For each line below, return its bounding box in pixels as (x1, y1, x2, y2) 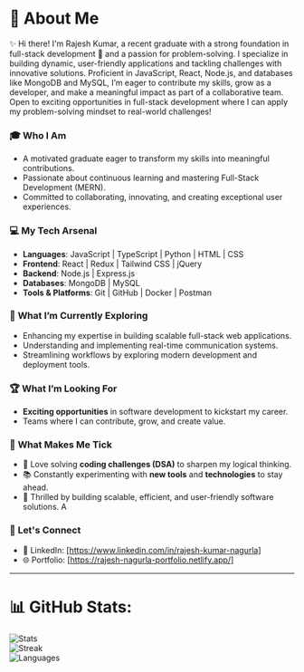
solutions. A (22, 502, 67, 513)
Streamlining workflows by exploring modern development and (22, 349, 258, 360)
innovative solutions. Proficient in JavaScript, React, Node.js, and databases (9, 67, 293, 78)
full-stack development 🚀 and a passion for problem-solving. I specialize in (9, 48, 289, 59)
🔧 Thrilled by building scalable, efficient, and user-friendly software (22, 492, 274, 503)
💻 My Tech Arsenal (9, 225, 98, 237)
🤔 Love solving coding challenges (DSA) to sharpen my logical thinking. (22, 459, 292, 470)
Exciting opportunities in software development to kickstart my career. (22, 407, 289, 418)
